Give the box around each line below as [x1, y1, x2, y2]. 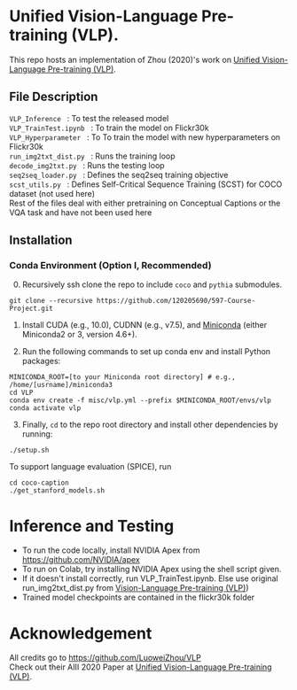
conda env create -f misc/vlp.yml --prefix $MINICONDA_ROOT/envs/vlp [9, 396, 272, 405]
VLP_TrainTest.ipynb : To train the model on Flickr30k [9, 122, 210, 133]
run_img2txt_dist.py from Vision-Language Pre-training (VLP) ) [21, 583, 249, 593]
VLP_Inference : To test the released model [9, 112, 169, 123]
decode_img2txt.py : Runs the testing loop [9, 159, 166, 170]
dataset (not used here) [9, 188, 96, 198]
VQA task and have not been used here [9, 206, 152, 218]
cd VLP [9, 388, 34, 398]
